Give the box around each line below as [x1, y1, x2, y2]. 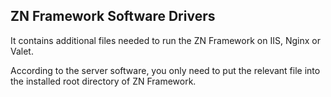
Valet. [10, 45, 34, 57]
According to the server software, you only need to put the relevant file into [10, 64, 321, 76]
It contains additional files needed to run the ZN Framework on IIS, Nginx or [10, 34, 321, 46]
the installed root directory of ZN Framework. [10, 75, 197, 87]
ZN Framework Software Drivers [10, 8, 216, 25]
